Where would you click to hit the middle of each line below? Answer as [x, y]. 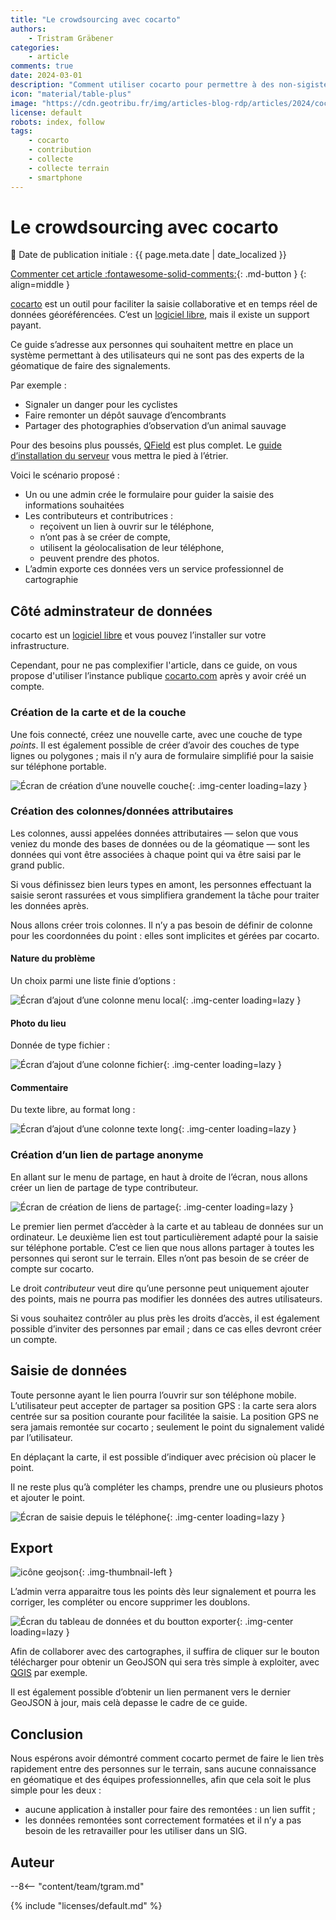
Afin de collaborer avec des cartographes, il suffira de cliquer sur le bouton [165, 1652]
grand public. [37, 865]
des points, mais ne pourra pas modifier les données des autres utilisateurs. [166, 1298]
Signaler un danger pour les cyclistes [101, 405]
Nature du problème [53, 958]
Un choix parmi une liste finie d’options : [93, 981]
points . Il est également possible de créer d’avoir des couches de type [155, 745]
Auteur [32, 1862]
